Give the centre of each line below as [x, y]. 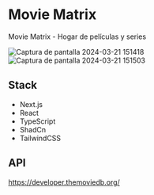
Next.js [31, 104]
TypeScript [38, 121]
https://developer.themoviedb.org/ [64, 182]
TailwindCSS [40, 138]
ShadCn [32, 129]
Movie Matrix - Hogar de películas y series [77, 36]
